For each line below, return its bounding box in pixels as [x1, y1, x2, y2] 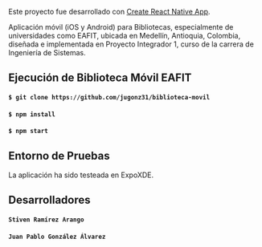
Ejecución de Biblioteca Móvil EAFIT [8, 71, 192, 85]
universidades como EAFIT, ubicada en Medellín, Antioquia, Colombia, [8, 31, 241, 40]
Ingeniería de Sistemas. [8, 48, 86, 57]
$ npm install [8, 110, 56, 119]
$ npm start [8, 128, 48, 136]
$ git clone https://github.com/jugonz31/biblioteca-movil [8, 93, 211, 101]
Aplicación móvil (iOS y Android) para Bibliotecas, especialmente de [8, 22, 234, 31]
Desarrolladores [8, 193, 91, 207]
